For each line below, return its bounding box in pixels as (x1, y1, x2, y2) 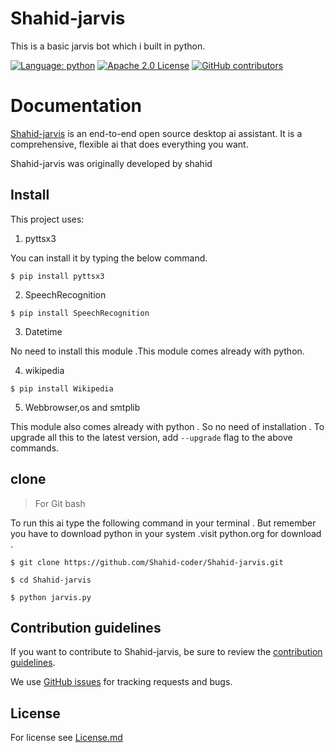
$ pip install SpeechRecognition (10, 308, 150, 318)
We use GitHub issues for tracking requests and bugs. (10, 676, 233, 688)
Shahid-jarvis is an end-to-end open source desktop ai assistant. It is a (10, 127, 303, 139)
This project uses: (10, 213, 85, 225)
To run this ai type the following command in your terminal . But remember (10, 517, 317, 529)
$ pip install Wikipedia (10, 383, 114, 394)
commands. (10, 442, 60, 454)
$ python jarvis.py (10, 592, 92, 602)
